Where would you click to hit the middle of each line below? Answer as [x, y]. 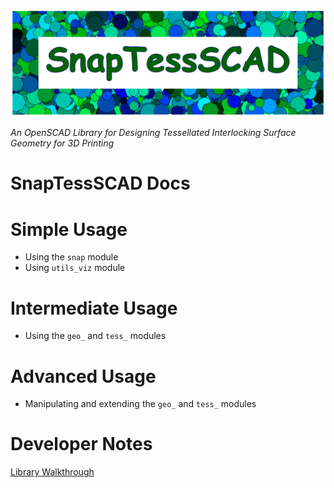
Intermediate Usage [94, 308]
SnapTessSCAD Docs [100, 183]
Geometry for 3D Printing [62, 143]
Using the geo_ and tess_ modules [95, 336]
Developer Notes [81, 444]
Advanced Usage [83, 376]
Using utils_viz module [75, 268]
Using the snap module [71, 257]
